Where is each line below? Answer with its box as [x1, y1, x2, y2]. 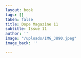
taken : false [5, 17, 33, 22]
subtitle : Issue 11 [5, 26, 47, 32]
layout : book [5, 7, 33, 13]
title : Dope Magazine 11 [5, 21, 58, 27]
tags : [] [5, 12, 24, 17]
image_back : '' [5, 41, 38, 46]
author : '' [5, 31, 29, 36]
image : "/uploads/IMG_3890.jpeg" [5, 36, 77, 41]
